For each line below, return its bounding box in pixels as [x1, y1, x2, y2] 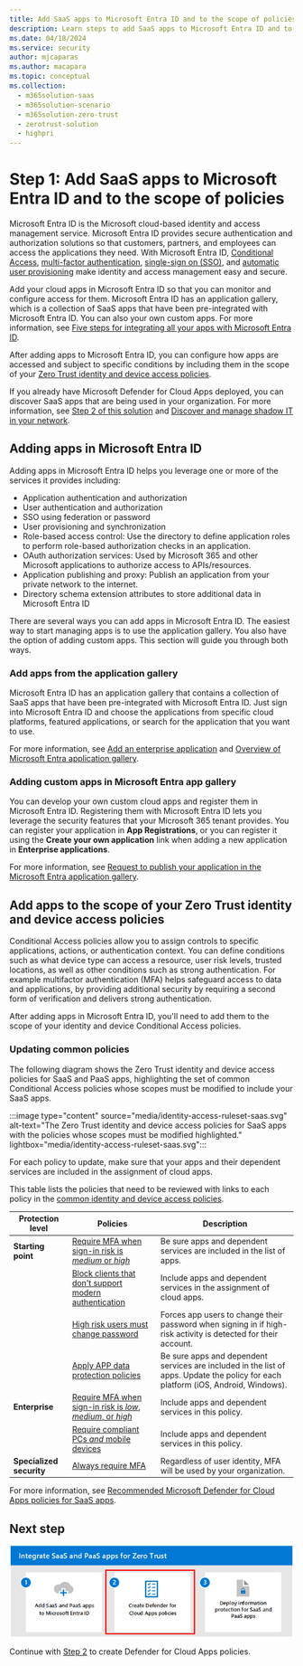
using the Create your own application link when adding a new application [9, 835, 288, 846]
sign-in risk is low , [71, 1402, 142, 1413]
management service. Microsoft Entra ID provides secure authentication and [9, 228, 293, 239]
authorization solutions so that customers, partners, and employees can [9, 238, 277, 249]
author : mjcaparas [9, 52, 78, 62]
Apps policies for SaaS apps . [9, 1495, 117, 1506]
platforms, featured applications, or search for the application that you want [9, 716, 290, 727]
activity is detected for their [175, 1328, 278, 1339]
